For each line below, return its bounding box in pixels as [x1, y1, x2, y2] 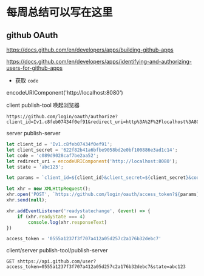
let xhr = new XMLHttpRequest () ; [6, 186, 91, 192]
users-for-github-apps [6, 64, 63, 72]
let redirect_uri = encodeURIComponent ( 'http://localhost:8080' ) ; [6, 158, 178, 164]
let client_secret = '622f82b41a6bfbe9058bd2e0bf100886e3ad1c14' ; [6, 147, 178, 153]
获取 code [15, 77, 39, 84]
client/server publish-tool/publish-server [6, 247, 108, 254]
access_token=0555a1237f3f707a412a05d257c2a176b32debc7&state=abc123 [6, 264, 186, 270]
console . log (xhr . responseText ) [28, 219, 107, 225]
